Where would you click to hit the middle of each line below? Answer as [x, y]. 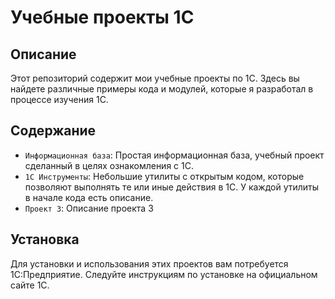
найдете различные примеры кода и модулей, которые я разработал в [162, 89]
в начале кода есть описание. [89, 197]
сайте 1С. [30, 285]
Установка [45, 239]
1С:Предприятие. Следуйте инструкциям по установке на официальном [164, 274]
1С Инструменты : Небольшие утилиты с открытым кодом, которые [164, 176]
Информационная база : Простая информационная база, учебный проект [174, 155]
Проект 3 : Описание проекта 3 [89, 208]
